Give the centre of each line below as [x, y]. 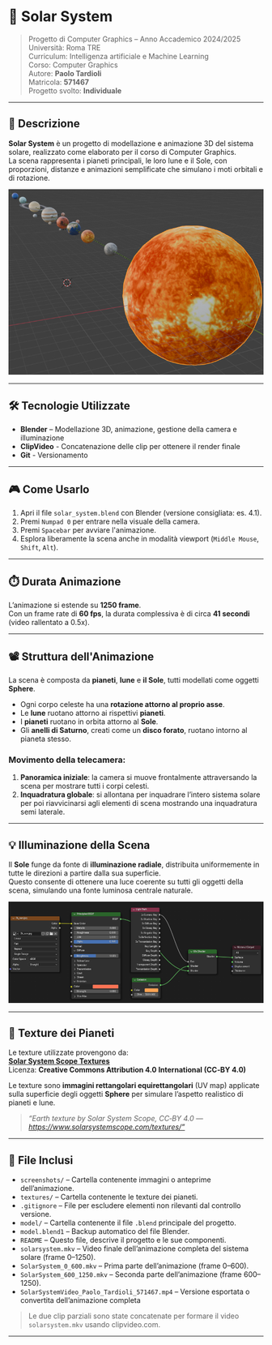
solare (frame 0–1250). [58, 1257]
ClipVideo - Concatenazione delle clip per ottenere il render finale [130, 447]
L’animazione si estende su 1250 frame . [75, 605]
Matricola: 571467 [58, 82]
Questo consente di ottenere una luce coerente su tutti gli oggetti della [126, 882]
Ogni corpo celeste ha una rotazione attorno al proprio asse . [122, 704]
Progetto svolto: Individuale [75, 90]
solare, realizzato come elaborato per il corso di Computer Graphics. [123, 152]
